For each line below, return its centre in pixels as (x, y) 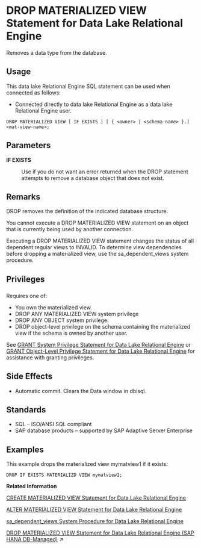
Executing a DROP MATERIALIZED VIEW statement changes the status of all (100, 241)
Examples (25, 449)
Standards (26, 410)
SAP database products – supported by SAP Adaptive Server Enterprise (104, 430)
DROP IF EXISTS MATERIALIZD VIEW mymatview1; (64, 475)
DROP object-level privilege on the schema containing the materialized (103, 326)
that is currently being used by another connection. (70, 229)
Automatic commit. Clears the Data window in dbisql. (80, 391)
